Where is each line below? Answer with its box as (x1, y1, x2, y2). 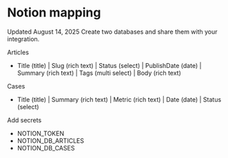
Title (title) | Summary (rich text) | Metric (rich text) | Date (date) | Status (17, 95, 222, 104)
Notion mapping (7, 5, 101, 21)
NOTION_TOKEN (17, 129, 64, 137)
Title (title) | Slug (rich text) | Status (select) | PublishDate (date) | (17, 61, 202, 69)
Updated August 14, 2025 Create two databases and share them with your (7, 27, 218, 36)
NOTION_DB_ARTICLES (17, 136, 85, 145)
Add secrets (7, 115, 42, 124)
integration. (7, 34, 40, 43)
